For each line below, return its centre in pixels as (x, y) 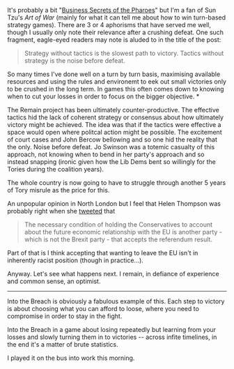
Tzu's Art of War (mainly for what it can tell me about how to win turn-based (117, 17)
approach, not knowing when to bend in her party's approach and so (106, 154)
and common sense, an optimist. (54, 281)
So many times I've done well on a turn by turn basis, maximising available (114, 74)
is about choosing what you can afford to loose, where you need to (103, 309)
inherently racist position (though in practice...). (76, 260)
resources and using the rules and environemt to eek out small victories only (117, 82)
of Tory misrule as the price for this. (58, 190)
